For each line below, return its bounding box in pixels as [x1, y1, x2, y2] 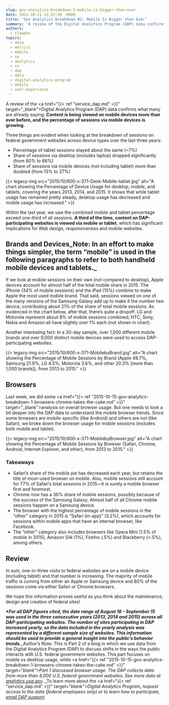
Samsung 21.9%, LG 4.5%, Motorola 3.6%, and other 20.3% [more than [6, 360, 153, 366]
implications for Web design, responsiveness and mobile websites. [6, 225, 143, 231]
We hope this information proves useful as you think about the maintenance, [6, 593, 163, 599]
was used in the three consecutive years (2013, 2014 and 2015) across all [6, 614, 162, 620]
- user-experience [10, 87, 49, 92]
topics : [6, 36, 22, 41]
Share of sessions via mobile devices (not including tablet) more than [13, 163, 156, 169]
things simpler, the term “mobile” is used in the [6, 248, 156, 256]
